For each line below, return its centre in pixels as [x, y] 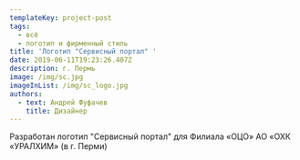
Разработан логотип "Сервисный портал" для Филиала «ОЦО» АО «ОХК [150, 136]
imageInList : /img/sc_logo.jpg [69, 85]
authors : [26, 94]
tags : [20, 26]
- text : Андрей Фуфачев [62, 102]
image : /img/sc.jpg [47, 77]
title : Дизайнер [57, 111]
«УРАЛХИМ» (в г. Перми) [58, 146]
